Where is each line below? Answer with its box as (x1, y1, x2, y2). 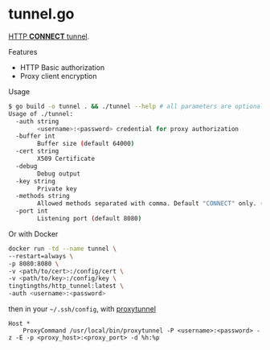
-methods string (15, 192, 70, 200)
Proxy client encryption (19, 71, 98, 80)
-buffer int (15, 132, 56, 141)
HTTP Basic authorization (19, 62, 105, 72)
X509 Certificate (37, 154, 95, 163)
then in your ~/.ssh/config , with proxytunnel (8, 304, 157, 314)
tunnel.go (8, 5, 75, 23)
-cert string (15, 147, 59, 155)
